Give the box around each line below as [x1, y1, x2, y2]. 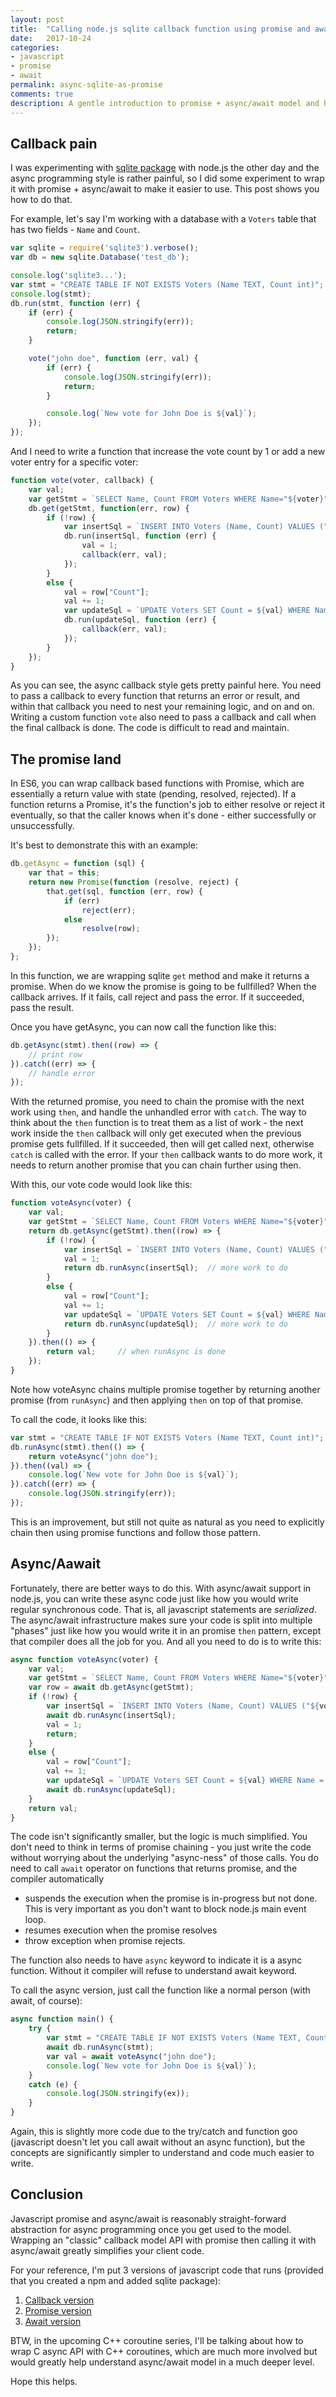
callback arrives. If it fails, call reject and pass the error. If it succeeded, [10, 991, 305, 1003]
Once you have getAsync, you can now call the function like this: [10, 1021, 277, 1033]
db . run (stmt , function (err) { [10, 298, 141, 308]
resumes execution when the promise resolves [24, 1924, 218, 1936]
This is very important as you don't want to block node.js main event [24, 1903, 307, 1915]
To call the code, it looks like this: [10, 1413, 148, 1425]
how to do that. [10, 194, 73, 206]
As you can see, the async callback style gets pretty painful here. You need [10, 679, 322, 691]
